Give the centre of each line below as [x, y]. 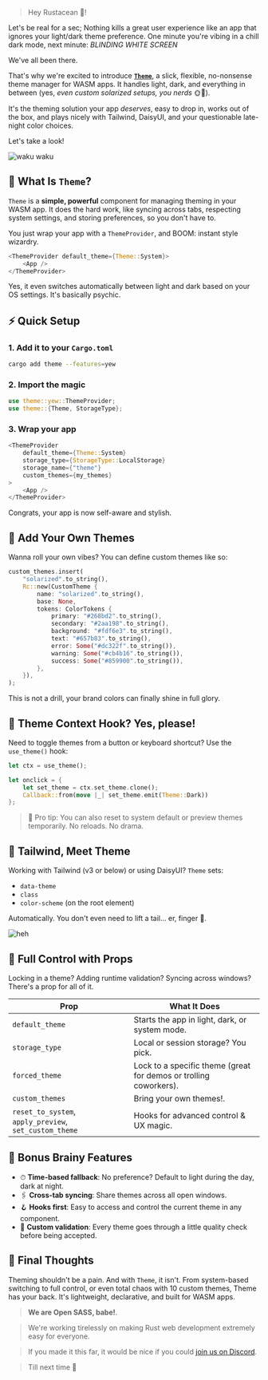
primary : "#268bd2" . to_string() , [106, 616]
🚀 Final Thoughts [51, 1261]
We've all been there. [43, 60]
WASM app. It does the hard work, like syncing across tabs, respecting [125, 209]
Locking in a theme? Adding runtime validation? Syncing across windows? [130, 978]
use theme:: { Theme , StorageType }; [66, 409]
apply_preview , [40, 1121]
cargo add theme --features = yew [62, 364]
